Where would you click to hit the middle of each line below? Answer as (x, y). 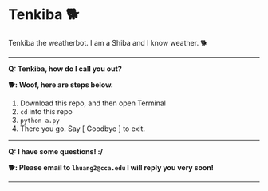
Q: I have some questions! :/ (56, 151)
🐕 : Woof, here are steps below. (61, 85)
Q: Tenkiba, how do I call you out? (65, 69)
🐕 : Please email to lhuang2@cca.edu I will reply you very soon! (111, 167)
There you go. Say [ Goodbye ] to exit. (83, 129)
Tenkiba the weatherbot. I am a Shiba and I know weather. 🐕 (108, 42)
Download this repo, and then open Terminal (93, 103)
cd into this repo (46, 111)
